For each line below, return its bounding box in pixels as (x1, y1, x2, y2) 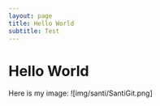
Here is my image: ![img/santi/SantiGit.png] (8, 88, 153, 98)
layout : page (8, 11, 53, 20)
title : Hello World (8, 19, 75, 28)
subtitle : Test (8, 27, 60, 35)
